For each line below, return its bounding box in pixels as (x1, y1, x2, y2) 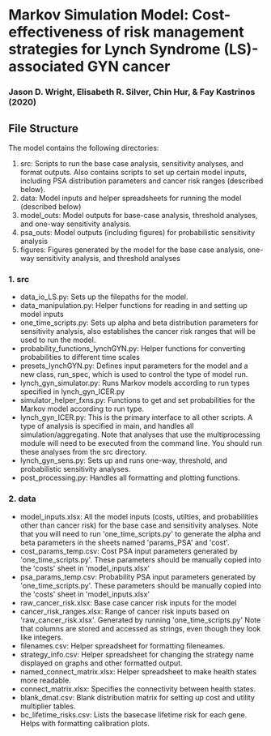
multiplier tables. (19, 701, 76, 711)
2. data (8, 493, 36, 504)
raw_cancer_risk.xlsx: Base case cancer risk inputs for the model (19, 597, 237, 607)
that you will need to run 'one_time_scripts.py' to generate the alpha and (19, 528, 261, 538)
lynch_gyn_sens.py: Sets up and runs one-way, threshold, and (19, 456, 228, 465)
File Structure (8, 122, 78, 135)
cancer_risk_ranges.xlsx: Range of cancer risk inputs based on (19, 606, 230, 616)
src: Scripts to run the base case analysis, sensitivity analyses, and (19, 158, 244, 168)
